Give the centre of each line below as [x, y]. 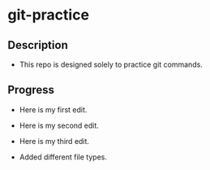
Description [38, 45]
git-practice [49, 15]
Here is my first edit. [53, 109]
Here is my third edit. [54, 141]
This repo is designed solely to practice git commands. [111, 64]
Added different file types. [63, 157]
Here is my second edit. [59, 125]
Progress [31, 90]
